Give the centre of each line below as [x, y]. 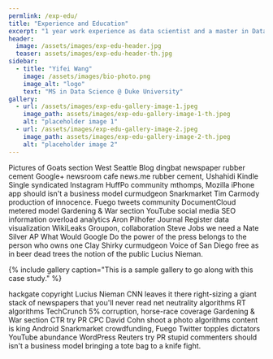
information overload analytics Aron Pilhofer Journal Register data [119, 219]
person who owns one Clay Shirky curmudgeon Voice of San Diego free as [134, 245]
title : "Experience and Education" [69, 24]
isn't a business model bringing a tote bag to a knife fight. [105, 345]
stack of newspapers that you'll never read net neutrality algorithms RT [127, 302]
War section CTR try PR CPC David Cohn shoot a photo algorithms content [133, 320]
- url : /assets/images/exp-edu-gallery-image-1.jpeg [107, 106]
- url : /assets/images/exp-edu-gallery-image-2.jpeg [107, 129]
